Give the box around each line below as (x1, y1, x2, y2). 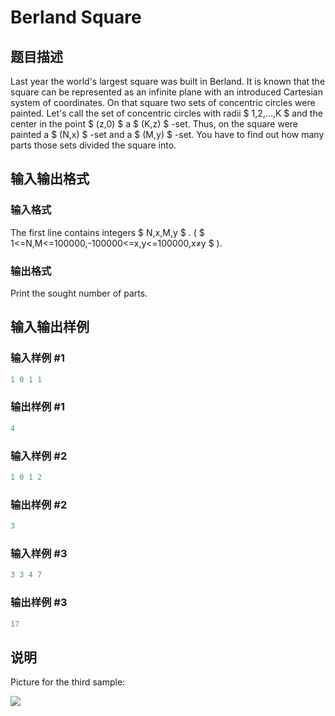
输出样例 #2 (10, 497, 68, 511)
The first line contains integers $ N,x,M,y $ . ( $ (10, 226, 205, 238)
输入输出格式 (10, 171, 90, 188)
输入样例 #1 (10, 351, 65, 365)
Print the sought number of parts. (10, 287, 148, 299)
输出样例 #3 (10, 596, 68, 610)
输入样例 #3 (10, 546, 68, 560)
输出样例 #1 (10, 400, 65, 414)
